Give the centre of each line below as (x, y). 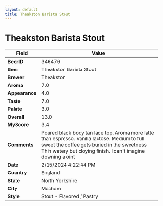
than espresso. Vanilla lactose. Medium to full (93, 139)
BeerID (16, 62)
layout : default (21, 9)
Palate (15, 109)
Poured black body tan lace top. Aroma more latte (98, 133)
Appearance (22, 93)
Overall (16, 117)
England (50, 173)
